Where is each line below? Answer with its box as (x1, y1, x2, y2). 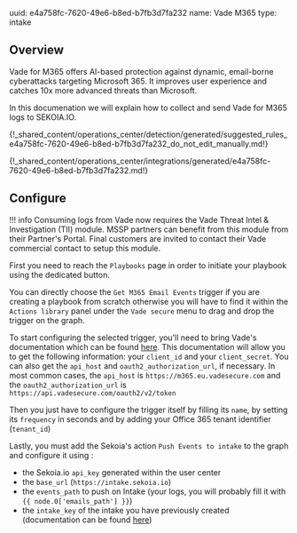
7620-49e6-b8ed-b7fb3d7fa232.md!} (9, 164, 149, 176)
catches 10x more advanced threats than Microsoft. (9, 84, 198, 96)
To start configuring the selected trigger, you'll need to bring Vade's (9, 332, 257, 343)
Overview (9, 43, 65, 58)
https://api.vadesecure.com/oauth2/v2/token (9, 388, 176, 398)
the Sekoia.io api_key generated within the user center (21, 466, 222, 478)
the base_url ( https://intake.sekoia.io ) (21, 476, 172, 487)
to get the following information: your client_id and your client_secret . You (9, 351, 289, 362)
